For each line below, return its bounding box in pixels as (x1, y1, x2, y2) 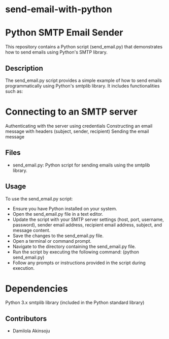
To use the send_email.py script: (5, 195, 73, 202)
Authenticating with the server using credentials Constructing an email (5, 123, 153, 129)
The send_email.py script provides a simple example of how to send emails (5, 77, 162, 83)
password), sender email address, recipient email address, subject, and (12, 221, 162, 228)
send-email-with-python (5, 4, 113, 15)
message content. (12, 227, 51, 233)
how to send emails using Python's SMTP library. (5, 49, 108, 55)
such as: (5, 88, 23, 94)
